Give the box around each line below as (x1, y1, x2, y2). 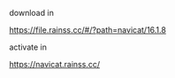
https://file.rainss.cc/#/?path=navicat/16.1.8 (9, 25, 166, 35)
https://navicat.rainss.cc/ (9, 59, 100, 69)
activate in (9, 42, 47, 52)
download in (9, 8, 55, 18)
